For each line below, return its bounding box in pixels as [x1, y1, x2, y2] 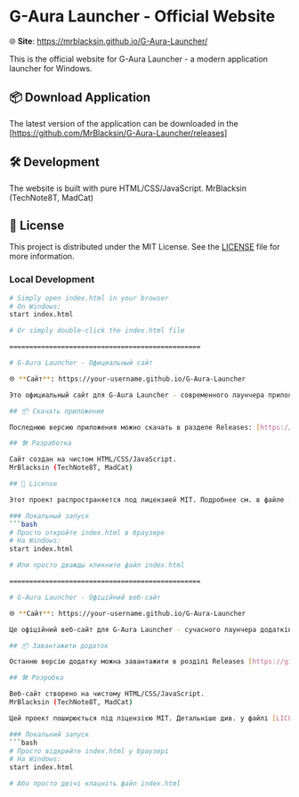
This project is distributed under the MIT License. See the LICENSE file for [9, 242, 280, 252]
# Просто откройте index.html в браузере [9, 528, 166, 537]
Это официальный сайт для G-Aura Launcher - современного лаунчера [9, 390, 265, 399]
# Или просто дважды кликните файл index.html [9, 561, 185, 570]
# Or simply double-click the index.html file [9, 326, 185, 335]
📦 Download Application [9, 90, 151, 105]
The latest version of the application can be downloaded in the [9, 118, 238, 128]
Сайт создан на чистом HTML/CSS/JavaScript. [9, 455, 177, 464]
